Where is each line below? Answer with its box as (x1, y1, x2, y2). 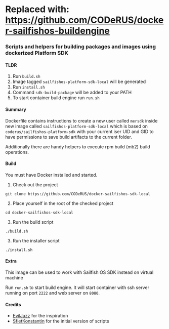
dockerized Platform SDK (5, 50, 69, 57)
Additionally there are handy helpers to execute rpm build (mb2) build (5, 143, 150, 150)
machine (5, 274, 24, 280)
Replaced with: (5, 4, 70, 15)
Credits (5, 301, 21, 307)
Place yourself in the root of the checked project (12, 200, 114, 206)
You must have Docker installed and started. (5, 172, 98, 178)
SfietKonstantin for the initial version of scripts (12, 318, 110, 324)
